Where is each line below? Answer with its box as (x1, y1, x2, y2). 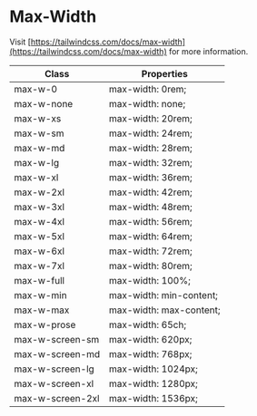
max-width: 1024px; (108, 363, 198, 375)
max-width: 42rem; (108, 186, 193, 198)
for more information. (168, 45, 249, 56)
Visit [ (9, 36, 32, 47)
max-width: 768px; (108, 347, 193, 360)
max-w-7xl (14, 259, 65, 272)
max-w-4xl (14, 215, 65, 227)
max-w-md (14, 141, 65, 154)
